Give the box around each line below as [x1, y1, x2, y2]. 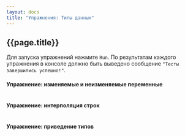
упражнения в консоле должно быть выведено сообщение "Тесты [6, 60, 179, 67]
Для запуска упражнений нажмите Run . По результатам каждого [6, 53, 176, 61]
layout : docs [6, 9, 40, 15]
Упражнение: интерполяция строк [6, 102, 100, 109]
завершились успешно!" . [6, 67, 66, 74]
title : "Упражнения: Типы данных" [6, 15, 95, 21]
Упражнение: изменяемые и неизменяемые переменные [6, 80, 163, 88]
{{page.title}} [6, 37, 59, 48]
